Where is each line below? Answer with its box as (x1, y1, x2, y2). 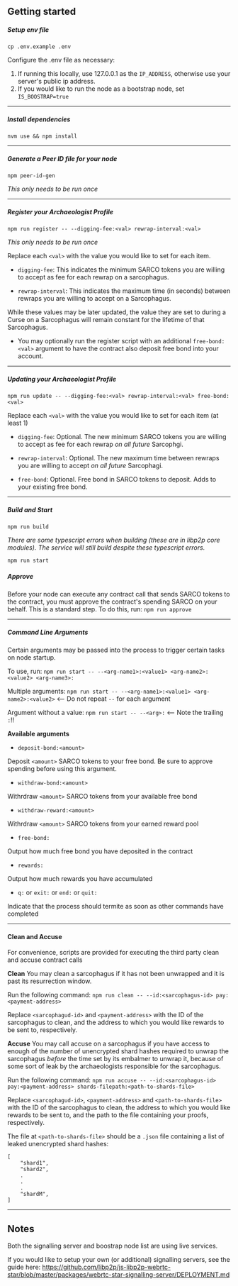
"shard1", (20, 1160, 50, 1167)
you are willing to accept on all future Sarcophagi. (17, 461, 164, 470)
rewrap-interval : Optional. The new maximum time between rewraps (17, 454, 220, 462)
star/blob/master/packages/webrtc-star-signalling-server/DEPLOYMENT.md (7, 1270, 230, 1279)
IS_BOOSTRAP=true (17, 94, 69, 101)
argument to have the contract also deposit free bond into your (35, 344, 219, 353)
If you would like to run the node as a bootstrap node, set (17, 84, 185, 93)
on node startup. (7, 653, 56, 662)
